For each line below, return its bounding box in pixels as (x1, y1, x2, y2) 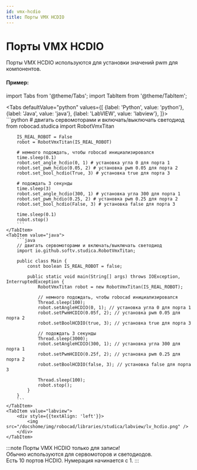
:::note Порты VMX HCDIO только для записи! (6, 444, 120, 451)
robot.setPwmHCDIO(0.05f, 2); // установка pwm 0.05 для (37, 310, 181, 316)
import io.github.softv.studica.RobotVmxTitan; (17, 248, 136, 254)
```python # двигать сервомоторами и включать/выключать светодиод (6, 116, 185, 123)
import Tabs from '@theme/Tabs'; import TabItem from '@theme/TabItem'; (6, 92, 188, 99)
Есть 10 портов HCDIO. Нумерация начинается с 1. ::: (6, 456, 140, 464)
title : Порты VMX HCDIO (6, 14, 65, 20)
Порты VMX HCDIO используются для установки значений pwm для (6, 59, 178, 66)
